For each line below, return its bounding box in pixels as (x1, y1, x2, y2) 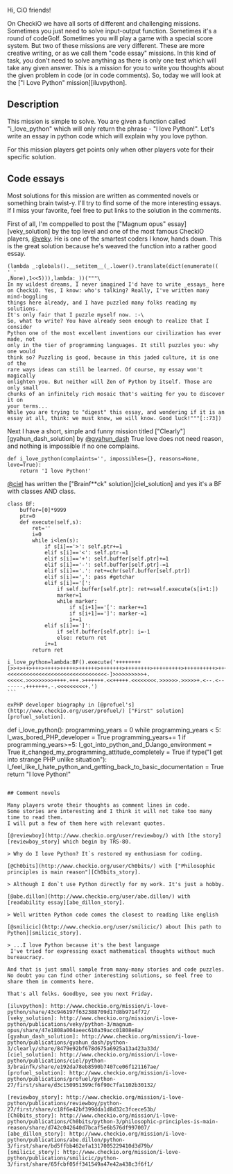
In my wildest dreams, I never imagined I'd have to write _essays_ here (7, 281, 225, 288)
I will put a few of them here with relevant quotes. (7, 820, 166, 827)
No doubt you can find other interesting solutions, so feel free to (7, 972, 213, 979)
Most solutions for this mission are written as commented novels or (7, 191, 199, 200)
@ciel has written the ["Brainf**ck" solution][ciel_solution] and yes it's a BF (7, 479, 222, 488)
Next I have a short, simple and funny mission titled (7, 427, 154, 435)
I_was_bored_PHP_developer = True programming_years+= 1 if (7, 733, 186, 741)
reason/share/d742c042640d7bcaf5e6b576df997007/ (7, 1124, 150, 1131)
